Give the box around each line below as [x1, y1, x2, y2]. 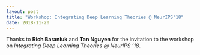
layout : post [6, 8, 39, 15]
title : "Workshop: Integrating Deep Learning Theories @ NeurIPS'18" [6, 14, 184, 20]
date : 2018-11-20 [6, 20, 50, 25]
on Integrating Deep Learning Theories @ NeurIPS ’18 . [6, 42, 141, 49]
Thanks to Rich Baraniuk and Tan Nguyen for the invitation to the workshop [6, 36, 194, 43]
